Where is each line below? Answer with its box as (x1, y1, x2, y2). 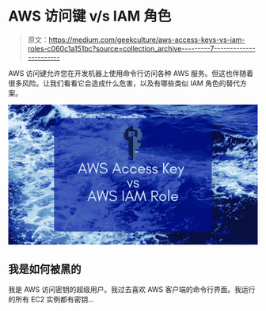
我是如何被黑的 (8, 262, 82, 275)
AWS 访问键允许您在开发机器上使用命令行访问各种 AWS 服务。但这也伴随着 (8, 68, 254, 78)
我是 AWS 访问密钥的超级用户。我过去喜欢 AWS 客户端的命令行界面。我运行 (8, 285, 256, 294)
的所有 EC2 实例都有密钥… (8, 294, 95, 305)
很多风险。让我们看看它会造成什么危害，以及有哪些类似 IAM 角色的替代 (8, 78, 240, 88)
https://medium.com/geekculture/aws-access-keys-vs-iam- (48, 35, 245, 44)
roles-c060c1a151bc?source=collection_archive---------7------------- (27, 44, 256, 53)
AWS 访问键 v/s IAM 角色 (8, 7, 172, 25)
